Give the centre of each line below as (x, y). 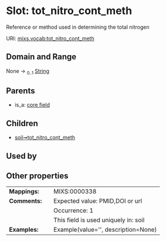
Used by (21, 156)
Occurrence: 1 (74, 211)
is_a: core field (32, 105)
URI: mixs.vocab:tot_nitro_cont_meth (50, 38)
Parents (21, 91)
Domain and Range (41, 57)
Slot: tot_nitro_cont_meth (69, 11)
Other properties (37, 176)
